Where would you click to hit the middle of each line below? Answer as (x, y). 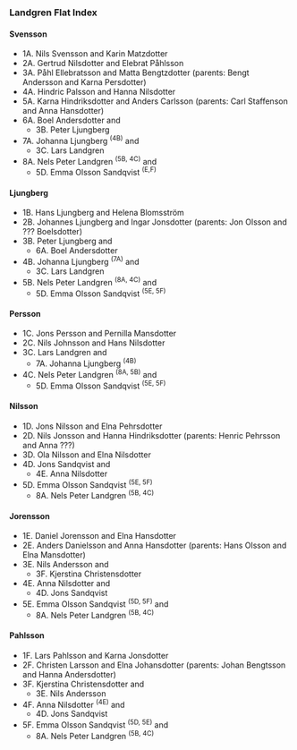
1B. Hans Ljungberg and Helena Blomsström (103, 213)
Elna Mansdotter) (54, 555)
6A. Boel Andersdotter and (71, 120)
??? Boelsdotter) (52, 232)
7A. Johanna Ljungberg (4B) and (81, 140)
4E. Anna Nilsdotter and (66, 584)
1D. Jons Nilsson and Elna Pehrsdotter (92, 426)
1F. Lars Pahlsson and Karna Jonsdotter (95, 655)
